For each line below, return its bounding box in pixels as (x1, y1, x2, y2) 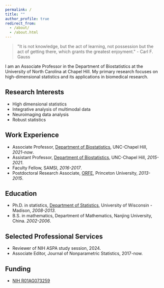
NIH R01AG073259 (12, 278, 51, 284)
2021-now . (12, 149, 34, 155)
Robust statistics (12, 116, 46, 123)
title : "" (5, 12, 26, 17)
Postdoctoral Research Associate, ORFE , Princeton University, (12, 170, 138, 176)
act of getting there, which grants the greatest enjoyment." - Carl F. (17, 49, 153, 54)
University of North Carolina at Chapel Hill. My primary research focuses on (5, 69, 158, 74)
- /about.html (9, 30, 38, 35)
